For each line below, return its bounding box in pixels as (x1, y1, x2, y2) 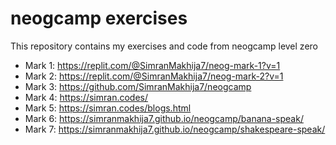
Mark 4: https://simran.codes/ (24, 91, 149, 103)
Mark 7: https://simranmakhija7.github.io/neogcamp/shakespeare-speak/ (24, 123, 326, 135)
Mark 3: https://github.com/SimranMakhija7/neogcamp (24, 80, 252, 92)
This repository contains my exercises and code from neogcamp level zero (10, 40, 318, 52)
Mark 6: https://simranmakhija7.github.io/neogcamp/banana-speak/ (24, 112, 304, 124)
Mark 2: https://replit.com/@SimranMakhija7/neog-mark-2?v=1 (24, 70, 284, 82)
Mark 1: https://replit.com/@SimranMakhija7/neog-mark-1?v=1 (24, 59, 281, 71)
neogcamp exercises (10, 7, 188, 30)
